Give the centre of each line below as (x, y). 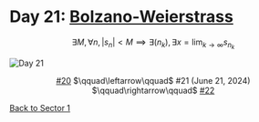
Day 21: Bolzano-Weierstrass (122, 17)
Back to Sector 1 (40, 108)
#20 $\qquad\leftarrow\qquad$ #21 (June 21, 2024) (153, 81)
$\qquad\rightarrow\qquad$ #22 (153, 91)
